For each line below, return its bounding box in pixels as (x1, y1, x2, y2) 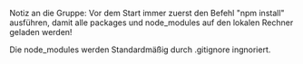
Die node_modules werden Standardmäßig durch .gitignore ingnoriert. (9, 44, 271, 55)
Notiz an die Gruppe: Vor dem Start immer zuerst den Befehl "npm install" (9, 8, 285, 18)
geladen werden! (9, 27, 73, 37)
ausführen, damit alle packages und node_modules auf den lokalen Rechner (9, 17, 294, 28)
